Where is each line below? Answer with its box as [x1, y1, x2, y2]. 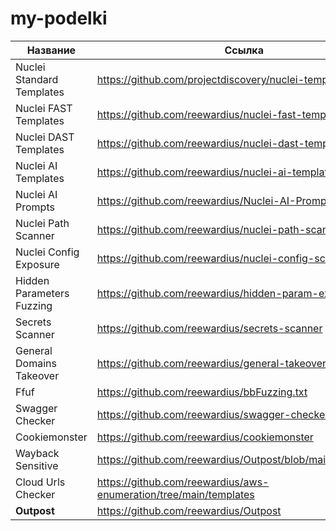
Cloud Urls [15, 475, 66, 489]
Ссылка [224, 43, 264, 57]
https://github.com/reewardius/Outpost [96, 503, 282, 517]
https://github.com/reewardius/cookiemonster [96, 430, 314, 444]
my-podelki [10, 7, 108, 30]
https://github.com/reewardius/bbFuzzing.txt [96, 385, 308, 399]
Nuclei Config [15, 245, 80, 259]
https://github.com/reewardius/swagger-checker [96, 407, 330, 421]
